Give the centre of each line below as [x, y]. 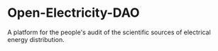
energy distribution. [36, 39]
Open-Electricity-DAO [73, 13]
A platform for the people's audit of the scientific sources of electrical [109, 32]
